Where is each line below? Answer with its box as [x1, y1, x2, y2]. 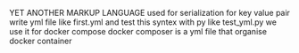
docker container [9, 35, 72, 46]
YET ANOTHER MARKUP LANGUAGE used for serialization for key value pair [9, 8, 290, 18]
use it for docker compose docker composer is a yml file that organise [9, 26, 268, 36]
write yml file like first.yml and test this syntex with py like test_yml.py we [9, 17, 277, 27]
